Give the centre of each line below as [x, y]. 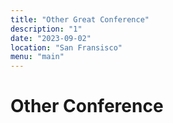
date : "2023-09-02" [51, 38]
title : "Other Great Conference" [80, 19]
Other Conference [87, 106]
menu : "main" [37, 57]
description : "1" [46, 29]
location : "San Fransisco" [66, 47]
